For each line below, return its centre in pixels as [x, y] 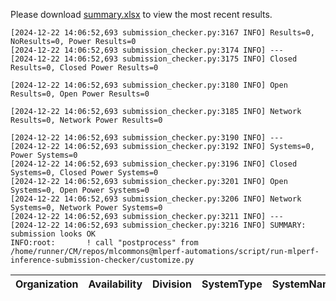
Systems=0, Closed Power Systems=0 [84, 173]
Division [172, 284]
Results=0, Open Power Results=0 [80, 94]
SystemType [232, 284]
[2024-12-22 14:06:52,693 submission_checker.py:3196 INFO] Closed [154, 164]
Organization [47, 284]
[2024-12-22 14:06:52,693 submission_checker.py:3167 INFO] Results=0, [162, 33]
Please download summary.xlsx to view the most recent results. [141, 14]
